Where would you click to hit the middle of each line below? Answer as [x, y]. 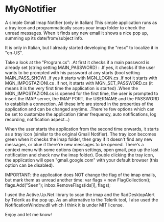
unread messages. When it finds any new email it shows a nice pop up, [77, 33]
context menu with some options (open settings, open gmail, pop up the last [82, 150]
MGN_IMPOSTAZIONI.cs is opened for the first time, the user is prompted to [82, 93]
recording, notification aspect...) [37, 119]
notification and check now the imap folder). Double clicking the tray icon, [80, 155]
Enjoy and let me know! [29, 214]
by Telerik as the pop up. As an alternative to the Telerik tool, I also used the [82, 200]
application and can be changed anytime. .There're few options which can [80, 109]
